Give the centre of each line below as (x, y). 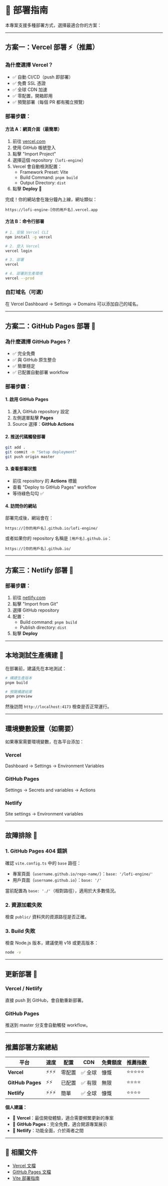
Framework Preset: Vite (44, 172)
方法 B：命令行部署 (25, 221)
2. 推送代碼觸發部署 (25, 436)
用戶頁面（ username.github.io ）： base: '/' (57, 880)
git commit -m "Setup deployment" (41, 452)
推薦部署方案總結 (31, 1047)
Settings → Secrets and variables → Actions (50, 790)
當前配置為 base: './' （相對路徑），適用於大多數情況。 (62, 891)
